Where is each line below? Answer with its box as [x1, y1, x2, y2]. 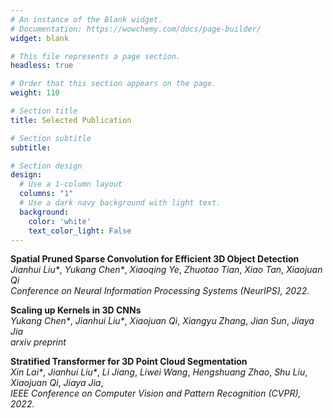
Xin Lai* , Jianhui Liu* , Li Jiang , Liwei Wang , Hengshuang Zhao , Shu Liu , [10, 366, 308, 378]
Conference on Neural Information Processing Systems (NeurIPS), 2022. [10, 285, 310, 297]
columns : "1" [19, 189, 74, 199]
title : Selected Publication [10, 115, 132, 125]
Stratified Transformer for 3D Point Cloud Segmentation [10, 356, 248, 368]
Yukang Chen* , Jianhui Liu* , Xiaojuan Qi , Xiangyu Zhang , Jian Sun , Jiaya [10, 315, 315, 327]
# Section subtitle [10, 133, 92, 143]
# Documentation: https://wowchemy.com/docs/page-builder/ [10, 24, 262, 34]
